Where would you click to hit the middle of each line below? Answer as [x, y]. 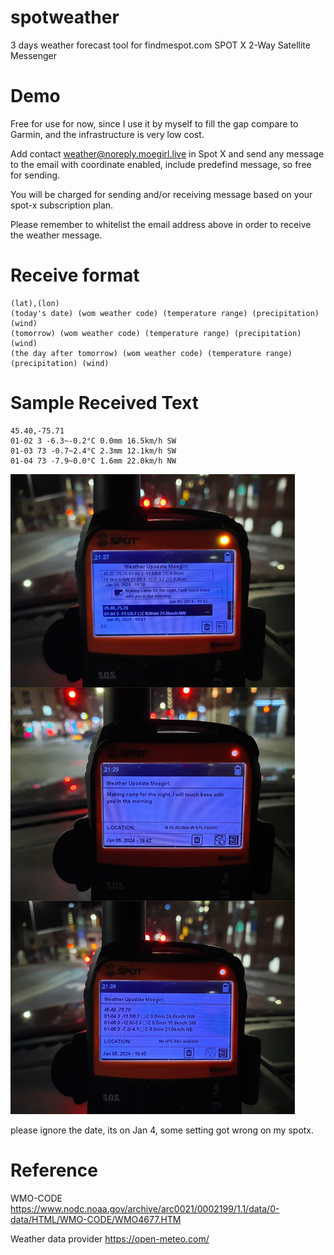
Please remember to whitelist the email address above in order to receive [161, 224]
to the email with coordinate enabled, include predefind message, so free [161, 164]
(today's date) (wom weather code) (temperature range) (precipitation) [165, 313]
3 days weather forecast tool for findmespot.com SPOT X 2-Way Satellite [160, 45]
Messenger [34, 55]
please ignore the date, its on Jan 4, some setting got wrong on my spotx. [162, 1130]
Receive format [75, 275]
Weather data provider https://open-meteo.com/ [110, 1238]
